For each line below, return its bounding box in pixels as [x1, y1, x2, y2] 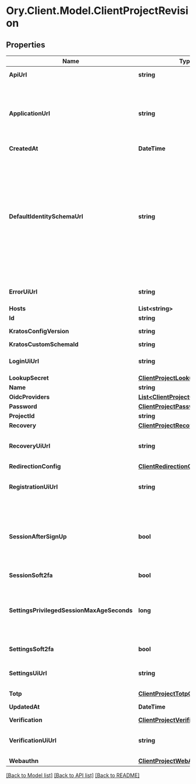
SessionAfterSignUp [9, 533, 67, 540]
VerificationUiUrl [9, 737, 57, 744]
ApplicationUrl [9, 109, 51, 118]
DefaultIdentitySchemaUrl [9, 212, 83, 220]
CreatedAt [9, 144, 38, 153]
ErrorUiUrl [9, 288, 38, 296]
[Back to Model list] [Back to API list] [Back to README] [6, 772, 140, 779]
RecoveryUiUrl [9, 442, 51, 450]
